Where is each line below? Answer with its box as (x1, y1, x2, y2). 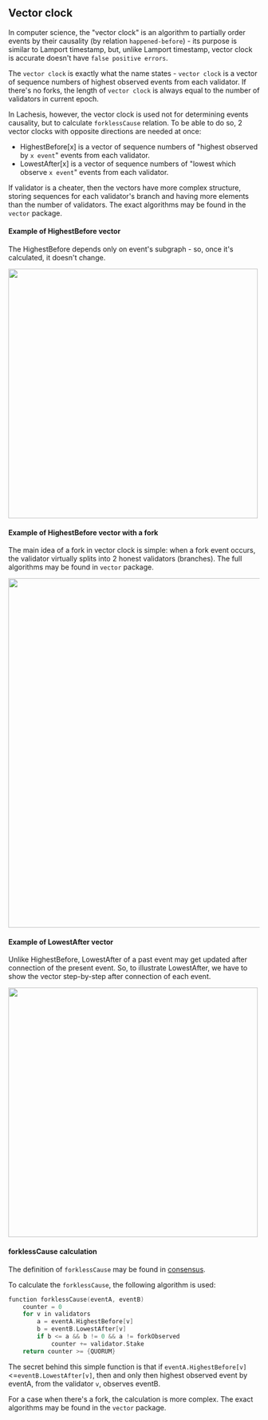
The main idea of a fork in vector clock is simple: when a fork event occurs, (8, 545, 256, 555)
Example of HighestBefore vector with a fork (8, 527, 159, 537)
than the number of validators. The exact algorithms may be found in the (8, 200, 246, 209)
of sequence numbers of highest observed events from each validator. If (8, 77, 246, 86)
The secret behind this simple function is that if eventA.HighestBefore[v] (8, 1362, 247, 1371)
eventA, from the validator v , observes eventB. (8, 1378, 161, 1388)
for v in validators (22, 1310, 91, 1319)
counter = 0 (22, 1303, 62, 1311)
